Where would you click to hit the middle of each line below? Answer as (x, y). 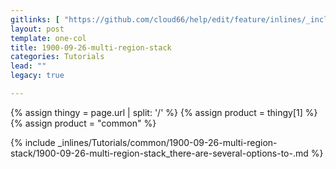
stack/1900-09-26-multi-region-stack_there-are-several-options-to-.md (159, 153)
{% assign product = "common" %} (83, 123)
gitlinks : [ (35, 19)
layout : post (37, 29)
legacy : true (37, 76)
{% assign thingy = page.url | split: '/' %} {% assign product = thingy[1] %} (164, 112)
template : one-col (48, 38)
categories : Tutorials (57, 57)
